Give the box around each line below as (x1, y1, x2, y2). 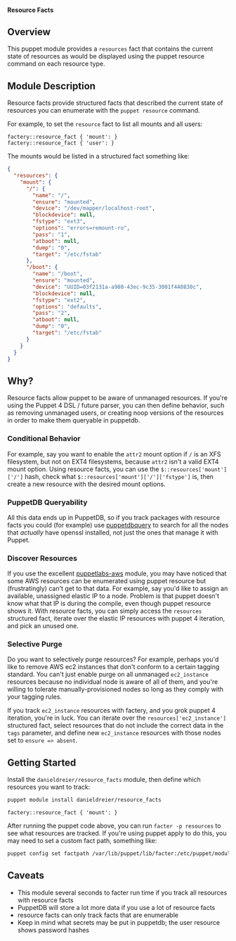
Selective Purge (7, 640, 63, 649)
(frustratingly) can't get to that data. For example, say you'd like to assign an (7, 585, 228, 593)
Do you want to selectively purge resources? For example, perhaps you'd (7, 655, 219, 663)
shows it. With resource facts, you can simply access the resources (7, 606, 202, 616)
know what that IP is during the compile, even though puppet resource (7, 599, 211, 608)
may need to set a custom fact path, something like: (7, 837, 157, 845)
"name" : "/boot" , (32, 270, 83, 278)
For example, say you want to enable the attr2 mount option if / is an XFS (7, 449, 221, 458)
